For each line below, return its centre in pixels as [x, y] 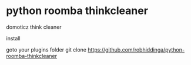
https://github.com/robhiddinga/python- [136, 49]
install [13, 38]
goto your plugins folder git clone [46, 49]
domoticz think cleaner [34, 27]
